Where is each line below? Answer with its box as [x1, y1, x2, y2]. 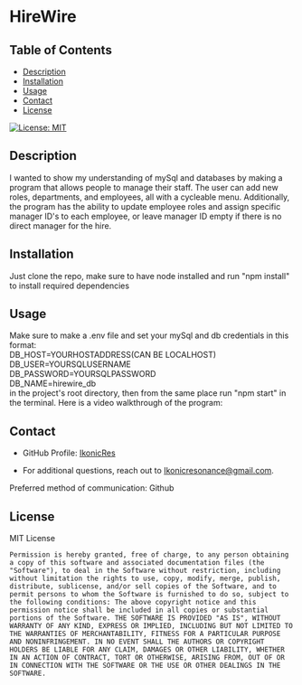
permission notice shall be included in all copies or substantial [9, 605, 269, 615]
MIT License [9, 533, 56, 544]
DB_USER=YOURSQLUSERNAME [9, 359, 131, 370]
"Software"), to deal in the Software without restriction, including [9, 567, 281, 576]
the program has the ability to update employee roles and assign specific [9, 201, 281, 211]
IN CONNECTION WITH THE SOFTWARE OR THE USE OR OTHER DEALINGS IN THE [9, 662, 281, 671]
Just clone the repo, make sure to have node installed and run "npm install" [9, 270, 290, 281]
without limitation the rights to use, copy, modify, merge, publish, [9, 574, 281, 584]
